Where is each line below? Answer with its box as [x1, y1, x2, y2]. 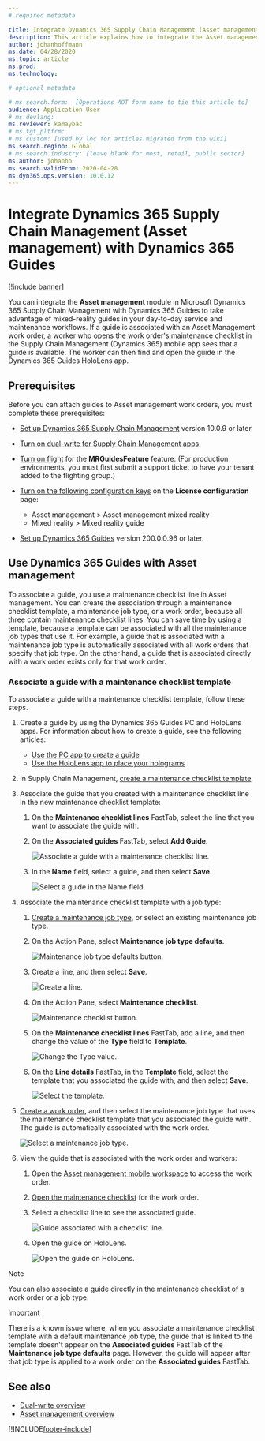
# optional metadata [8, 84, 77, 92]
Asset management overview [19, 1409, 115, 1418]
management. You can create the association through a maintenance [8, 597, 233, 608]
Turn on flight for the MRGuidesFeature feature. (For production [19, 455, 229, 463]
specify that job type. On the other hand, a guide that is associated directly [8, 648, 252, 657]
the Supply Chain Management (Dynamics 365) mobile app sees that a [8, 339, 238, 349]
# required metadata [8, 11, 77, 20]
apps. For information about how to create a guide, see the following [19, 727, 242, 736]
